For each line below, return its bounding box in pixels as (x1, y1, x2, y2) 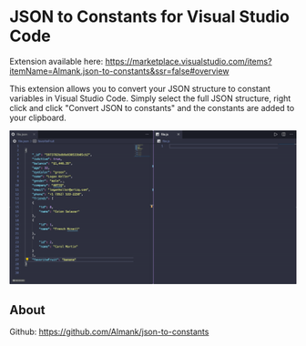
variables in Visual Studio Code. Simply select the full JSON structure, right (9, 93, 291, 104)
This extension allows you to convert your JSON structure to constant (9, 83, 271, 94)
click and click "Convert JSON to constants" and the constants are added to (9, 102, 295, 113)
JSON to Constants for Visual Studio (9, 6, 290, 27)
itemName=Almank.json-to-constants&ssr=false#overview (9, 66, 229, 76)
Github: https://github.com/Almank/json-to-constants (9, 326, 209, 337)
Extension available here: (9, 56, 104, 66)
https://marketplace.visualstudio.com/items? (105, 56, 272, 66)
